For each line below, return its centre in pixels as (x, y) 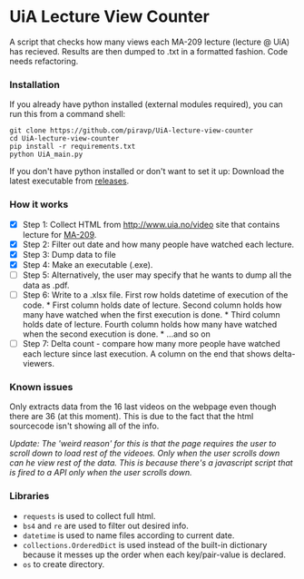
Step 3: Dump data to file (69, 254)
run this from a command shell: (68, 114)
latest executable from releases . (69, 181)
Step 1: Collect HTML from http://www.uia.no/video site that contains (151, 224)
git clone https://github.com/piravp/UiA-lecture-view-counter (132, 131)
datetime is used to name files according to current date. (128, 535)
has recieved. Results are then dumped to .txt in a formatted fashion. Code (149, 51)
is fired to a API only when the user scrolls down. (101, 473)
